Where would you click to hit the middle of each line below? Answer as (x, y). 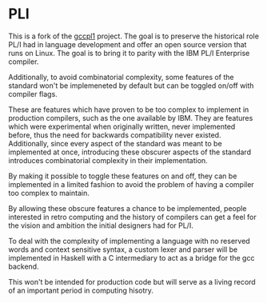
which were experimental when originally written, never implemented (122, 126)
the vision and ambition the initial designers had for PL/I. (101, 225)
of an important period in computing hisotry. (81, 290)
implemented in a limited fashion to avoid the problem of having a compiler (131, 184)
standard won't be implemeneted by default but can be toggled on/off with (131, 86)
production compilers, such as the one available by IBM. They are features (131, 118)
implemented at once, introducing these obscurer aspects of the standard (130, 152)
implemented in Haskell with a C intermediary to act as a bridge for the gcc (132, 257)
